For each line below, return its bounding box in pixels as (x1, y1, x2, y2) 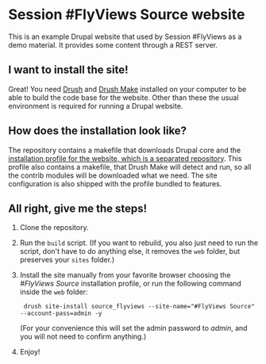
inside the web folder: (19, 287, 88, 297)
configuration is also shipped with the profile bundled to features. (8, 178, 222, 188)
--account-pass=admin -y (19, 309, 102, 318)
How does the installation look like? (8, 125, 187, 138)
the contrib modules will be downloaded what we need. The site (8, 171, 218, 180)
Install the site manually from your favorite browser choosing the (19, 270, 231, 280)
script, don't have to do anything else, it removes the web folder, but (19, 247, 241, 256)
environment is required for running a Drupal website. (8, 101, 183, 110)
